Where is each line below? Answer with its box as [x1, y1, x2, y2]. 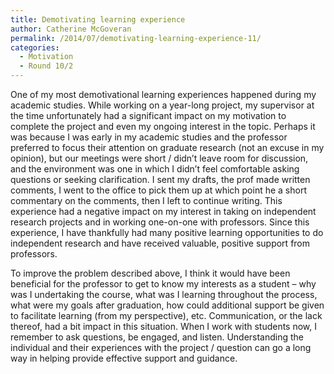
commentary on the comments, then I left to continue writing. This [10, 195, 283, 206]
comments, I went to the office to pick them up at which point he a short [10, 184, 307, 196]
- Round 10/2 [19, 61, 74, 71]
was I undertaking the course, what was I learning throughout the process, [10, 289, 318, 300]
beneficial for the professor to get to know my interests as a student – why [10, 278, 317, 290]
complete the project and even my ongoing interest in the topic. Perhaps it [10, 121, 316, 132]
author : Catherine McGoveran [10, 24, 132, 34]
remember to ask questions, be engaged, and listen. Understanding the [10, 331, 305, 343]
